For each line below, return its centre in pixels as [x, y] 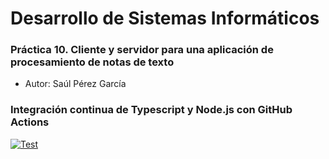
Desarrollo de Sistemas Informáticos [165, 18]
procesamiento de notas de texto [92, 62]
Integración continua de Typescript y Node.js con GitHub [151, 110]
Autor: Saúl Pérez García [75, 84]
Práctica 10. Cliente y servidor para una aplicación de [142, 50]
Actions [30, 122]
